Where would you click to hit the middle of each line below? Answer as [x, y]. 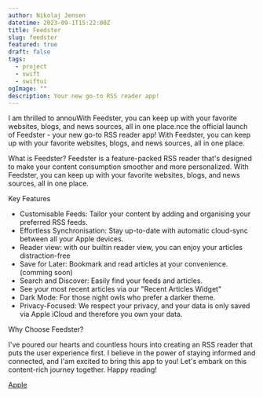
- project [31, 67]
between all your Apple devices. [71, 239]
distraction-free [45, 255]
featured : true [33, 45]
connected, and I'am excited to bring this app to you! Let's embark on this [128, 362]
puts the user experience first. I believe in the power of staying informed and [132, 353]
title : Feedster [35, 30]
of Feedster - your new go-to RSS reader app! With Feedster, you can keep [130, 135]
